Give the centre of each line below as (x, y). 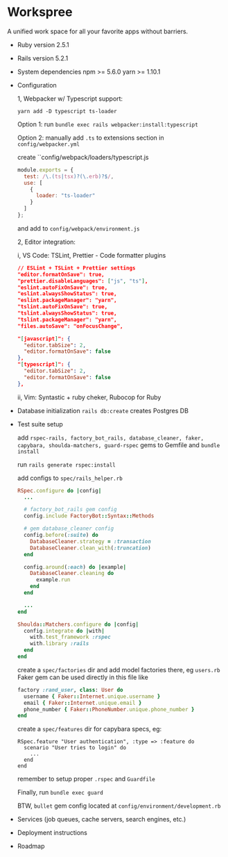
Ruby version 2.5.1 (43, 44)
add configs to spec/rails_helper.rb (70, 478)
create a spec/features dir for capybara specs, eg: (89, 729)
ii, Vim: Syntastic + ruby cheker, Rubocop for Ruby (89, 397)
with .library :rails (60, 644)
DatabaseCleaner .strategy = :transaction (90, 541)
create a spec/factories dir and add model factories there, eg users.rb (119, 669)
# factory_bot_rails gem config (70, 510)
